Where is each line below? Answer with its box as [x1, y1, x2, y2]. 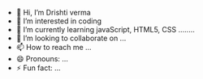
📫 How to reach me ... [15, 43, 92, 52]
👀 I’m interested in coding [15, 16, 102, 26]
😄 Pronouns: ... [15, 54, 69, 64]
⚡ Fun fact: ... [15, 63, 61, 73]
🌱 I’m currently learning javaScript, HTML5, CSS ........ [15, 25, 195, 34]
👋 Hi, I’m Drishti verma [15, 8, 91, 17]
